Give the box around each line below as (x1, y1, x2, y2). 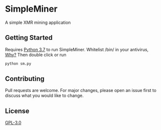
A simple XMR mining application (5, 19, 71, 25)
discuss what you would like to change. (5, 93, 84, 98)
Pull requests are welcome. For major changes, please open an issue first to (5, 88, 157, 93)
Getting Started (5, 34, 53, 42)
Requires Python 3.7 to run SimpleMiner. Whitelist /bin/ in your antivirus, (5, 46, 149, 52)
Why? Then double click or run (5, 52, 66, 57)
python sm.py (5, 61, 32, 66)
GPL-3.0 (5, 120, 22, 126)
